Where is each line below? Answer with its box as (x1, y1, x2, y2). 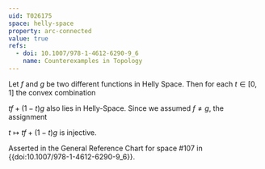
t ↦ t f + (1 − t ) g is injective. (8, 127, 97, 137)
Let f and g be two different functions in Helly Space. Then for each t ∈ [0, (8, 78, 257, 89)
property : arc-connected (8, 27, 92, 35)
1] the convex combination (8, 87, 96, 97)
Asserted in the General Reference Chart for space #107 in (8, 143, 204, 153)
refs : (8, 42, 27, 50)
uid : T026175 (8, 11, 53, 20)
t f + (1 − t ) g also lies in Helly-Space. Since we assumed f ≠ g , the (8, 103, 225, 113)
